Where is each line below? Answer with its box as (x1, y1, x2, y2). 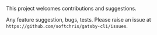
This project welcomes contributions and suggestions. (6, 5, 137, 12)
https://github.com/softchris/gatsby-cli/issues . (6, 23, 128, 29)
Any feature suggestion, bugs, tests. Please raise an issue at (6, 16, 152, 23)
